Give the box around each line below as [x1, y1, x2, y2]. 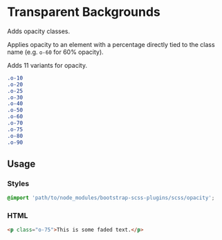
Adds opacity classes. [7, 27, 71, 35]
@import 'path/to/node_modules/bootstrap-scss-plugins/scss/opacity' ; [7, 194, 215, 201]
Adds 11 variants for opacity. [7, 61, 88, 69]
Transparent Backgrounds [7, 4, 161, 20]
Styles [7, 178, 30, 188]
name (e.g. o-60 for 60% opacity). [7, 48, 104, 56]
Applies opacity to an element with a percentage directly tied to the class [7, 40, 216, 48]
